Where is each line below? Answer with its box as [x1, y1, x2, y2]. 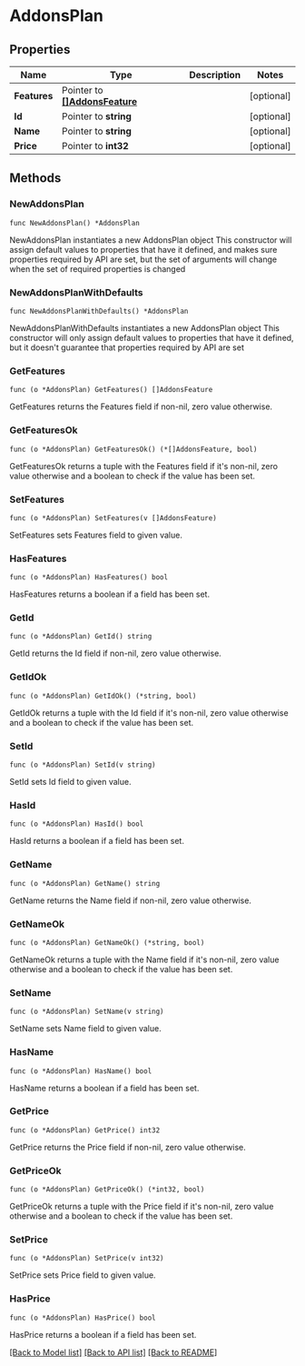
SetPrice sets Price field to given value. [9, 1270, 156, 1281]
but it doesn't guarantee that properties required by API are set [9, 342, 245, 353]
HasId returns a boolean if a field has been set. [9, 836, 184, 847]
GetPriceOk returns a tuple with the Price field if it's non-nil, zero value [9, 1201, 274, 1212]
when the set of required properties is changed [9, 263, 186, 274]
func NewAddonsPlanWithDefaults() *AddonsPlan [9, 306, 189, 316]
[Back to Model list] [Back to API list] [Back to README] [9, 1347, 218, 1358]
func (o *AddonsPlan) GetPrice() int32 [9, 1125, 161, 1135]
